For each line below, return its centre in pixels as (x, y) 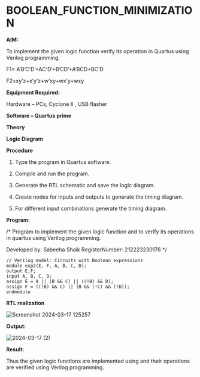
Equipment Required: (33, 92)
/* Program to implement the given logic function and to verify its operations (100, 232)
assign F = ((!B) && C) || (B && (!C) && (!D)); (68, 287)
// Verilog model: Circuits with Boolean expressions (75, 260)
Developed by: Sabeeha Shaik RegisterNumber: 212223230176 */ (87, 250)
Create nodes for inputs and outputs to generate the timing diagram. (99, 197)
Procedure (19, 150)
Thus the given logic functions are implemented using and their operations (98, 361)
